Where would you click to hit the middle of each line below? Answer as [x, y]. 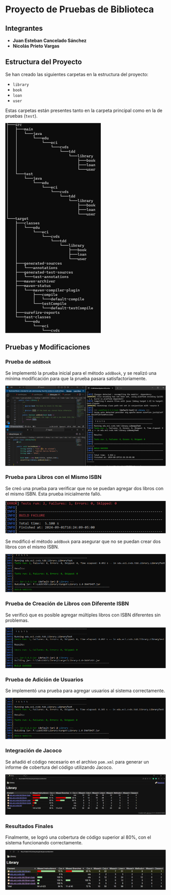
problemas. [17, 620]
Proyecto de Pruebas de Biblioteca [80, 9]
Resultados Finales [29, 826]
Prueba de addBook [28, 362]
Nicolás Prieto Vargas [36, 46]
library [21, 85]
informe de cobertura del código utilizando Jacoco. [59, 767]
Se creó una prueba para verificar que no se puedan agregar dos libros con [84, 488]
